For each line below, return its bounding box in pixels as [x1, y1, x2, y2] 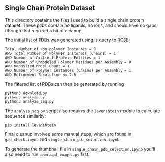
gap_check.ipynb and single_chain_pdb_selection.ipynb [5, 136, 120, 142]
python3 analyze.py [5, 95, 45, 100]
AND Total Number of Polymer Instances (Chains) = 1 [5, 51, 116, 56]
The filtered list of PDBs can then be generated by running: [5, 81, 125, 87]
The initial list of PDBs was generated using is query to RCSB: [5, 37, 130, 43]
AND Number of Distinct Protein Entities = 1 [5, 55, 100, 60]
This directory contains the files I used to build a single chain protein [5, 17, 144, 23]
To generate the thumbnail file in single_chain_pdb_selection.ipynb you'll [5, 146, 155, 152]
